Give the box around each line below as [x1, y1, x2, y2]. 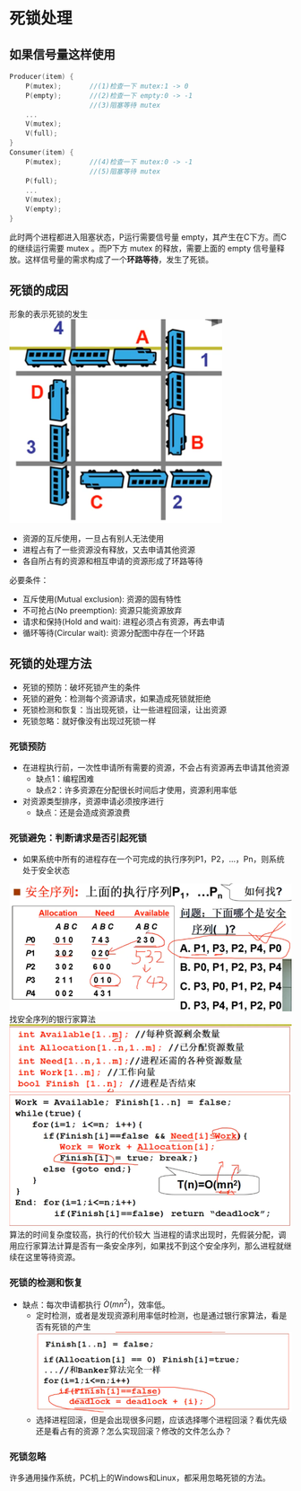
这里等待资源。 [24, 1252, 81, 1263]
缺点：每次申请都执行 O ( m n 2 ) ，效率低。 [21, 1297, 170, 1310]
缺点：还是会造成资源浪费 [35, 807, 131, 817]
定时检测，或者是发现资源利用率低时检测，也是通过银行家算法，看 [35, 1310, 279, 1321]
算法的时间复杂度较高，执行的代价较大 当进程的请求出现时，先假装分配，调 [9, 1230, 287, 1240]
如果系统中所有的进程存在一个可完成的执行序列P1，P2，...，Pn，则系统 [21, 854, 285, 865]
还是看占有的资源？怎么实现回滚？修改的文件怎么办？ [35, 1425, 233, 1437]
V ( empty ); [25, 205, 63, 214]
